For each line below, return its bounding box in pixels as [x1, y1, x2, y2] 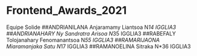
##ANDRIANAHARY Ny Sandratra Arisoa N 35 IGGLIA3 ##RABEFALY [6, 30, 176, 37]
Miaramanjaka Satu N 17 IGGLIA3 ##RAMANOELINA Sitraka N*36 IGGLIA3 [6, 43, 191, 50]
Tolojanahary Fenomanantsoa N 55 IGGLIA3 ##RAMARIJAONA [6, 36, 160, 43]
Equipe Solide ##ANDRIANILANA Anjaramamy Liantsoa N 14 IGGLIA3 [6, 23, 177, 31]
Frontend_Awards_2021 [6, 4, 127, 17]
